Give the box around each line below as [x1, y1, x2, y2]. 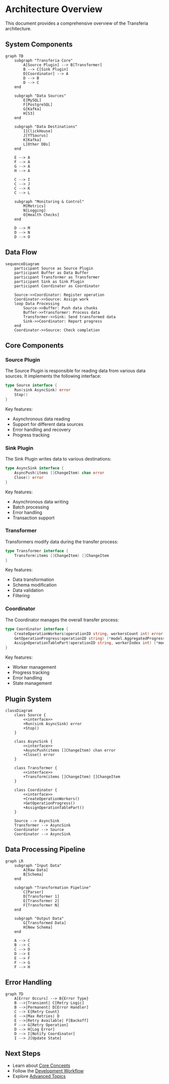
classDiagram [5, 708, 33, 713]
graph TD [5, 991, 24, 996]
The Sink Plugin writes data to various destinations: [5, 456, 112, 462]
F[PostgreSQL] [23, 102, 53, 107]
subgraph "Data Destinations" [14, 124, 78, 129]
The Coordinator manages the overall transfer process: [5, 616, 119, 623]
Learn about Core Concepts [12, 1062, 70, 1069]
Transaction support [12, 515, 55, 521]
